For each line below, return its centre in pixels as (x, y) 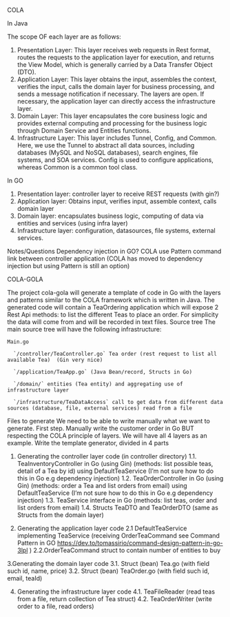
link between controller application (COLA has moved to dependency (105, 259)
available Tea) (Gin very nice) (55, 360)
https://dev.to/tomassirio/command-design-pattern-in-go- (140, 543)
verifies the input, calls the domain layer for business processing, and (116, 87)
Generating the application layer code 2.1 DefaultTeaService (102, 528)
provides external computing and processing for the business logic (112, 123)
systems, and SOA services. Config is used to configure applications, (115, 160)
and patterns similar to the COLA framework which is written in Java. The (111, 300)
